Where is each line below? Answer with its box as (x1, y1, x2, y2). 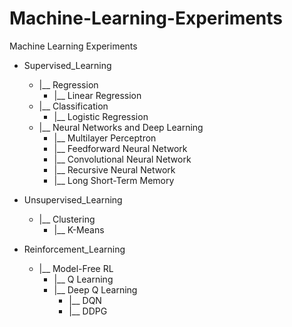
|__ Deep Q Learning (53, 283, 138, 296)
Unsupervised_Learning (23, 193, 123, 206)
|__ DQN (68, 294, 102, 306)
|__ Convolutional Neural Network (53, 153, 192, 165)
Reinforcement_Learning (23, 243, 126, 255)
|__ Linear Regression (53, 89, 142, 101)
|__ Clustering (38, 213, 96, 225)
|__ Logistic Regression (53, 110, 149, 122)
